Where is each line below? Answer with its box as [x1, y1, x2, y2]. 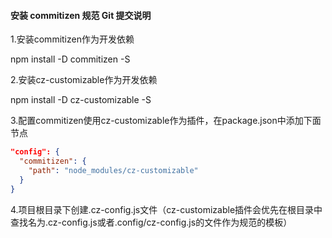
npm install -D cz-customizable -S [10, 94, 152, 106]
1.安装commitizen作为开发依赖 [10, 33, 135, 45]
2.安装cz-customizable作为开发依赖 [10, 74, 158, 86]
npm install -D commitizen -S [10, 53, 131, 65]
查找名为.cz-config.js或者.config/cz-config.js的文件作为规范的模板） [10, 216, 293, 228]
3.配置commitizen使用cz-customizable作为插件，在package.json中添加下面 [10, 115, 322, 127]
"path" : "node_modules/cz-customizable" [28, 165, 199, 175]
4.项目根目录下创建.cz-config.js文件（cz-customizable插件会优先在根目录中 [10, 203, 323, 215]
